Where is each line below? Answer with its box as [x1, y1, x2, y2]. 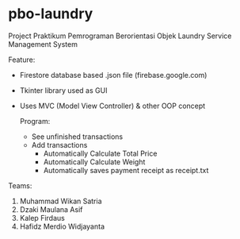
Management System [8, 39, 78, 48]
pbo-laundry [8, 5, 93, 23]
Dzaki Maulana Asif [19, 204, 83, 214]
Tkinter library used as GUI [19, 85, 108, 95]
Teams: [8, 180, 32, 191]
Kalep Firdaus [19, 213, 65, 222]
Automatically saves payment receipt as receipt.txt [43, 165, 209, 175]
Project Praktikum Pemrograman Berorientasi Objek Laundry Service [8, 31, 232, 40]
